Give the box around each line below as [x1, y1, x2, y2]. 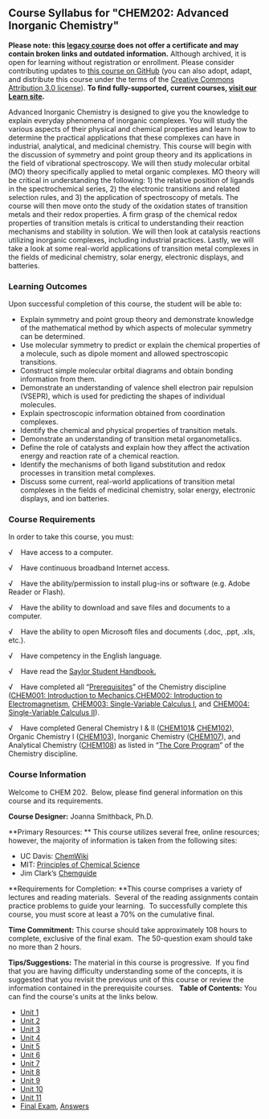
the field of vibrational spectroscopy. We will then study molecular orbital [8, 158, 251, 168]
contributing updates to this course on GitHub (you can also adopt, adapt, [8, 66, 252, 76]
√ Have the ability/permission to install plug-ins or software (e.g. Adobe [8, 578, 251, 589]
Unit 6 [19, 1050, 41, 1060]
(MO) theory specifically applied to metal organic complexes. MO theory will [8, 166, 260, 176]
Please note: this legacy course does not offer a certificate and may [8, 40, 239, 50]
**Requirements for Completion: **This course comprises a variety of [8, 884, 243, 893]
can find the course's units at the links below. [8, 991, 158, 1001]
